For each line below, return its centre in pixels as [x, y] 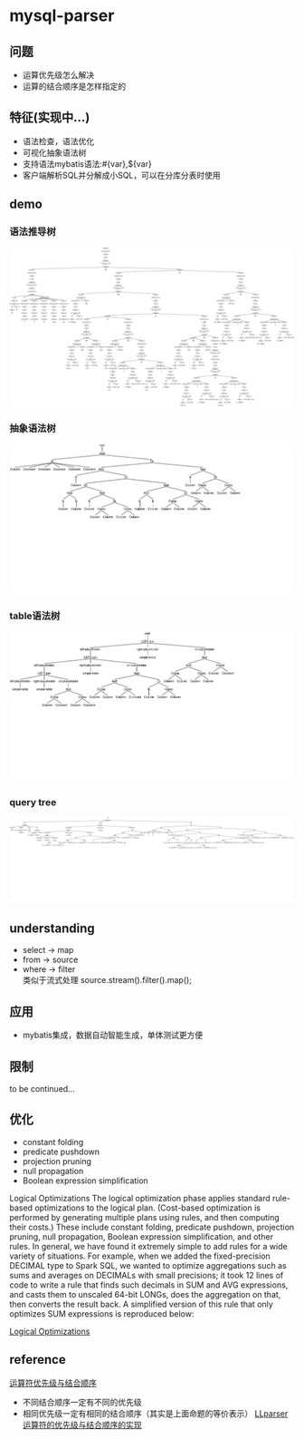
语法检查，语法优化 [58, 141]
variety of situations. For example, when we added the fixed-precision [140, 1256]
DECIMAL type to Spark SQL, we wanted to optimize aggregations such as [148, 1265]
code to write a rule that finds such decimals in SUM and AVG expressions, [149, 1285]
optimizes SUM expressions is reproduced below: [102, 1313]
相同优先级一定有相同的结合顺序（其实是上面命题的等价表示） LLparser [155, 1413]
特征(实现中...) [50, 117]
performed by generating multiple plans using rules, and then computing [145, 1217]
